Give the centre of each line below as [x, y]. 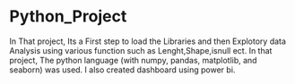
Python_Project [68, 17]
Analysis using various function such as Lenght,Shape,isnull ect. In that [141, 50]
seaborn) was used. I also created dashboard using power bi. [122, 70]
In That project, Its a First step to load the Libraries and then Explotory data [148, 41]
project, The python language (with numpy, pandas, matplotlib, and [133, 60]
